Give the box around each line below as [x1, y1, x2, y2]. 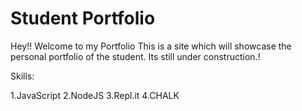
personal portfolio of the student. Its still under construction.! [10, 50, 261, 62]
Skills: [10, 70, 35, 82]
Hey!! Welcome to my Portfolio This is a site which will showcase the [10, 40, 292, 52]
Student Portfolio [10, 7, 156, 30]
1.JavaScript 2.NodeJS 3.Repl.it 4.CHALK [10, 89, 180, 101]
